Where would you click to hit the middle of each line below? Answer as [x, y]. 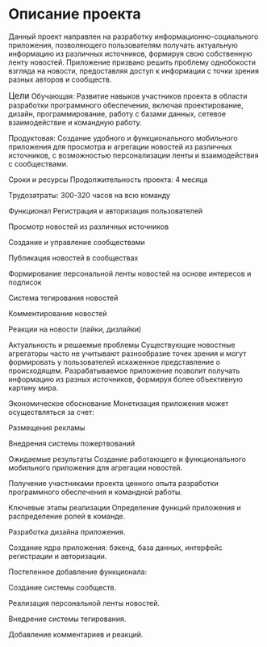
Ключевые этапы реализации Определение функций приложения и [125, 507]
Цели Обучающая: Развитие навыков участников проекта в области [128, 95]
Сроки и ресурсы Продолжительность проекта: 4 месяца [108, 180]
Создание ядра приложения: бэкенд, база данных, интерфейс [116, 548]
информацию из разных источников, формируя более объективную [126, 379]
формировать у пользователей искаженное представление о [114, 362]
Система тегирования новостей [63, 298]
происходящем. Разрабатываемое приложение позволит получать [124, 370]
